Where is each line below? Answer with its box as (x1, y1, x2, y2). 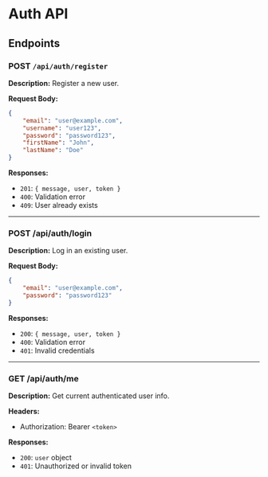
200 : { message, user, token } (19, 328, 121, 338)
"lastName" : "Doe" (22, 147, 84, 154)
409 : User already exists (19, 201, 98, 209)
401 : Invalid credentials (19, 346, 95, 355)
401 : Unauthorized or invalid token (19, 461, 132, 471)
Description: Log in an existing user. (8, 246, 128, 256)
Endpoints (8, 37, 61, 50)
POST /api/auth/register (8, 61, 108, 72)
